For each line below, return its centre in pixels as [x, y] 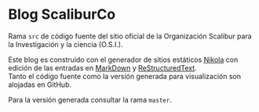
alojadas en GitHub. [40, 85]
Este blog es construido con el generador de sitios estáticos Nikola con [123, 60]
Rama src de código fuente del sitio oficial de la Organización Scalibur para [130, 36]
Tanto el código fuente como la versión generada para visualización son [125, 76]
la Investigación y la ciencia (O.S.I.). [66, 44]
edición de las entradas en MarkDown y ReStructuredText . [103, 67]
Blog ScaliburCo [62, 14]
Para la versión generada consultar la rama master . [90, 99]
